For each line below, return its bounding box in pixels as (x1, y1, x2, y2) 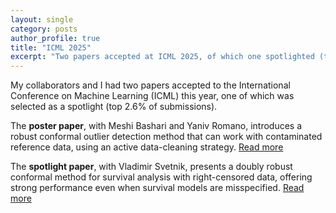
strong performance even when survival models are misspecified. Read (10, 182, 305, 194)
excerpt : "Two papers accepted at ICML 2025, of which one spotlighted (10, 52, 315, 62)
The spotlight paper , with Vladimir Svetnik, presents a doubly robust (10, 161, 293, 173)
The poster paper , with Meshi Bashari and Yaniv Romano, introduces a (10, 120, 303, 132)
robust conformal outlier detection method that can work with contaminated (10, 131, 323, 143)
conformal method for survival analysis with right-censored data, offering (10, 171, 313, 183)
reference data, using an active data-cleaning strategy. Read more (10, 141, 284, 153)
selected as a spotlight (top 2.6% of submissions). (10, 101, 218, 113)
